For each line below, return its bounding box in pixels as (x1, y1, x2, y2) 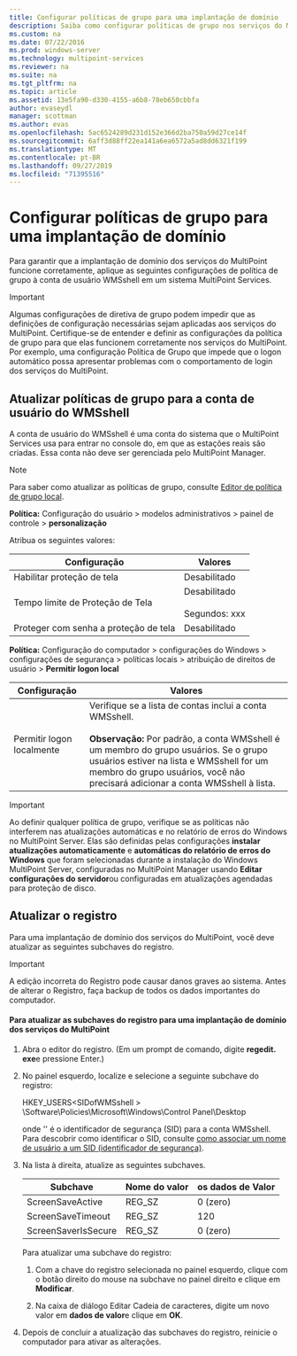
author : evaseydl (9, 104, 73, 113)
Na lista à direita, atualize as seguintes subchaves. (21, 1160, 206, 1171)
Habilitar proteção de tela (13, 571, 119, 583)
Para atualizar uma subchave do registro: (21, 1247, 172, 1259)
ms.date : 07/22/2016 (9, 37, 86, 47)
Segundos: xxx (184, 608, 246, 620)
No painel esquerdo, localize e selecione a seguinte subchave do (21, 1071, 259, 1081)
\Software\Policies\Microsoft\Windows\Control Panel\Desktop (21, 1107, 247, 1118)
